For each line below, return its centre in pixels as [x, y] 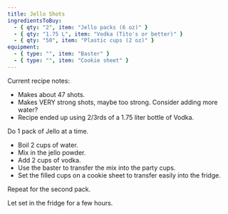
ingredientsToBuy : [35, 21]
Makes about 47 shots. [51, 94]
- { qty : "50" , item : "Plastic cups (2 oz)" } [84, 41]
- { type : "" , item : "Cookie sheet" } [72, 61]
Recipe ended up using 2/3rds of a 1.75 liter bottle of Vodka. [106, 117]
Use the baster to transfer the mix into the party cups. [97, 168]
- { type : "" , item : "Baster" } [62, 54]
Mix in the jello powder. [52, 152]
